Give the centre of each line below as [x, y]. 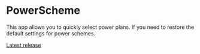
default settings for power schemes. [51, 33]
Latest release [24, 45]
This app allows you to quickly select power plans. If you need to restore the [100, 27]
